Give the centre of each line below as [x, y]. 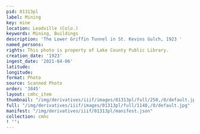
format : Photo [24, 78]
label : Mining [24, 17]
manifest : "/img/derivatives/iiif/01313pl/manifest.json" [79, 111]
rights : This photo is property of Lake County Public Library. [87, 50]
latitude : [18, 67]
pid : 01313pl [22, 12]
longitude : [20, 72]
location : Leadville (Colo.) [42, 28]
